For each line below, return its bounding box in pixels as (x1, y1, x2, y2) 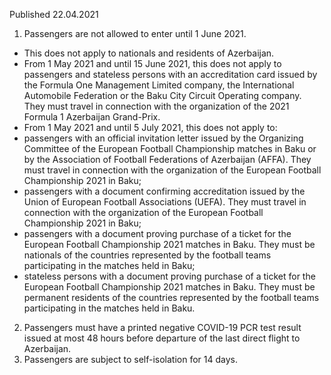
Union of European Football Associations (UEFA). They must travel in (23, 196, 307, 208)
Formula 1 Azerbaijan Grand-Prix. (23, 111, 161, 123)
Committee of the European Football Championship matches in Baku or (23, 143, 317, 154)
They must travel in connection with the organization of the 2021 (23, 100, 290, 112)
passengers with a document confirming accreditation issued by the (23, 185, 306, 197)
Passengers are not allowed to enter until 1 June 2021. (23, 28, 247, 39)
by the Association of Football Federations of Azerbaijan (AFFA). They (23, 154, 312, 165)
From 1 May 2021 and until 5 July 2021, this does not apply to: (23, 122, 278, 133)
